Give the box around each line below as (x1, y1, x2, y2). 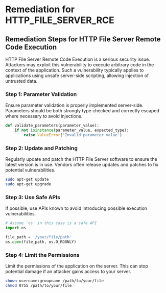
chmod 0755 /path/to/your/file (5, 283, 72, 288)
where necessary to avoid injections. (5, 113, 83, 119)
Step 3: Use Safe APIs (5, 193, 60, 201)
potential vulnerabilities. (5, 167, 56, 173)
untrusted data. (5, 78, 38, 84)
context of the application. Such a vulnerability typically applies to (5, 67, 144, 73)
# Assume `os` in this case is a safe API (5, 221, 97, 226)
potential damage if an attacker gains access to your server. (5, 268, 132, 275)
